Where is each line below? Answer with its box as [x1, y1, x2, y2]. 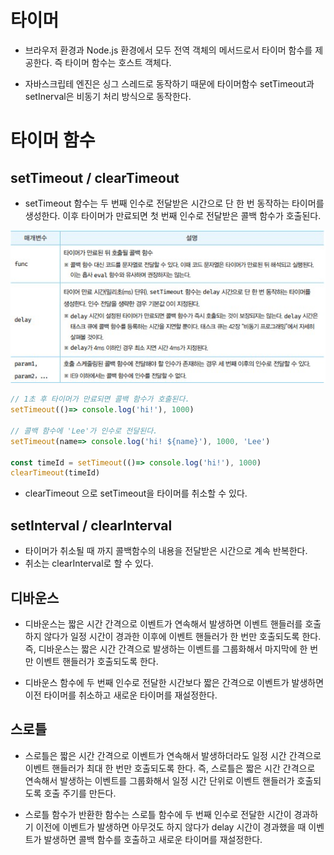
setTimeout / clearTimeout [10, 169, 180, 186]
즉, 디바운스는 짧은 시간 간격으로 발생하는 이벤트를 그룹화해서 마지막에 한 [24, 642, 308, 655]
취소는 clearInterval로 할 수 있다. [24, 557, 154, 570]
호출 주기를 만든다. [43, 787, 117, 799]
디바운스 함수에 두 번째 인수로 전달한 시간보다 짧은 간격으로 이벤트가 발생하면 [24, 676, 325, 688]
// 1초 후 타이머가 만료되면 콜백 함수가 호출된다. [10, 394, 190, 405]
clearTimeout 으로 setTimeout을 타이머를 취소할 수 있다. [24, 487, 248, 500]
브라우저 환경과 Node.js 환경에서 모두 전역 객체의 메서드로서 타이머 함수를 [24, 44, 313, 56]
